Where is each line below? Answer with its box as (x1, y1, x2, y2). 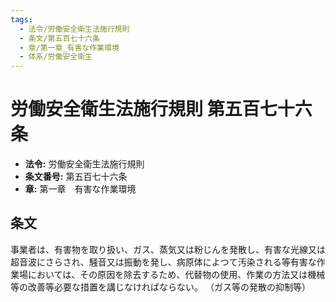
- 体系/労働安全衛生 (19, 52, 93, 62)
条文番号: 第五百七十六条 (24, 171, 128, 183)
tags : (10, 14, 33, 25)
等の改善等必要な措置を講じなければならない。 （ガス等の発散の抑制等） (10, 281, 311, 293)
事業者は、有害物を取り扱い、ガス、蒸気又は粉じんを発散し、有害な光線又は (10, 243, 326, 255)
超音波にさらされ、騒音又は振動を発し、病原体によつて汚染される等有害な (10, 256, 317, 268)
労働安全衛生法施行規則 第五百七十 (10, 98, 295, 121)
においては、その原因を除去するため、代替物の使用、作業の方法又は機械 (27, 268, 326, 280)
